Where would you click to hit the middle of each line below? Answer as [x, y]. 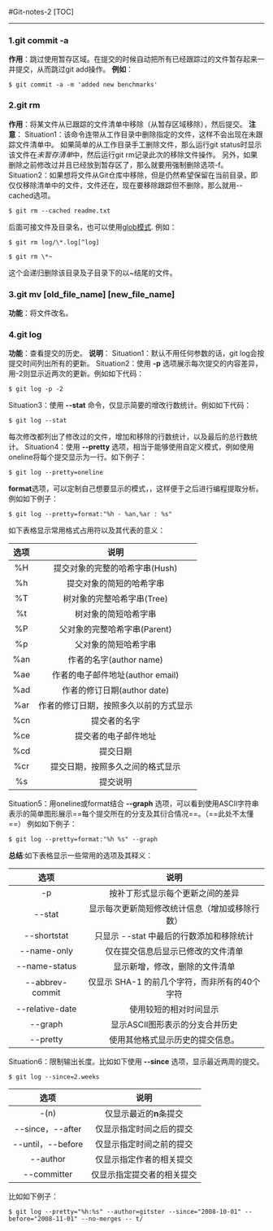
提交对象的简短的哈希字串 [115, 584]
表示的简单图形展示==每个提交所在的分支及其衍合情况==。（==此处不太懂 [131, 814]
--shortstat [46, 935]
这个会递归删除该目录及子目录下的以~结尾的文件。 [93, 273]
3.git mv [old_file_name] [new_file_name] [92, 294]
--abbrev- [46, 983]
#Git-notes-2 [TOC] [41, 12]
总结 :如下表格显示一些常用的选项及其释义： [81, 856]
